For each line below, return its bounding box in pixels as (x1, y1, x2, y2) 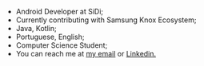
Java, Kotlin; (15, 24, 58, 33)
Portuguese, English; (15, 32, 85, 41)
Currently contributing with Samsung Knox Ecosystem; (15, 15, 197, 25)
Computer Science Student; (15, 41, 108, 50)
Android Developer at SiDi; (15, 7, 104, 16)
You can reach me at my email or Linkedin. (15, 49, 157, 58)
